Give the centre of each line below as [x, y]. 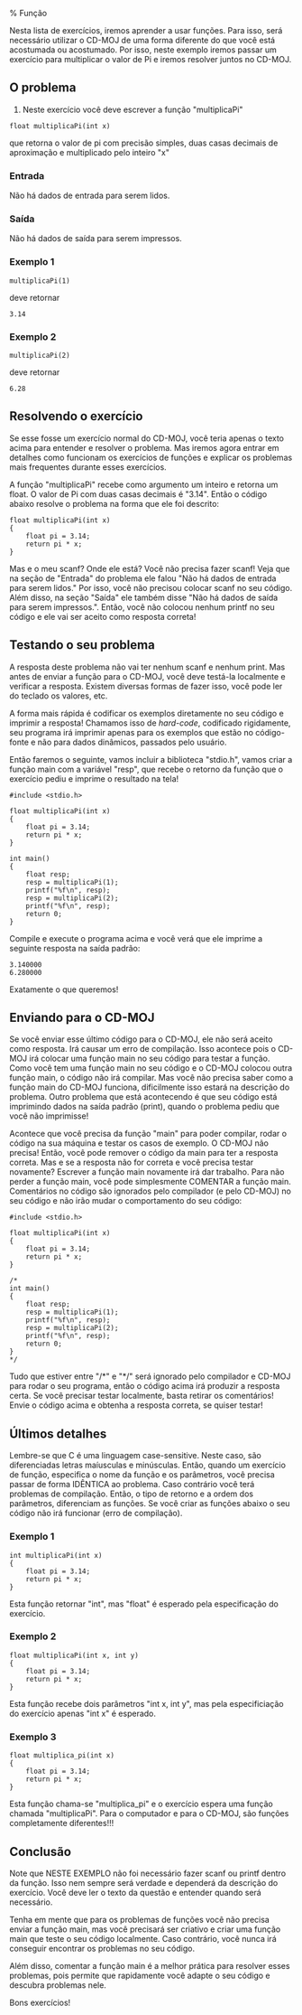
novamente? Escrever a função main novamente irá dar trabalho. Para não [147, 1172]
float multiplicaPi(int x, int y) [74, 1655]
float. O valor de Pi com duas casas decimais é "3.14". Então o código [138, 494]
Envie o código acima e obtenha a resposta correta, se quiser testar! [136, 1405]
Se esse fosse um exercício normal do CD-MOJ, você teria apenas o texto [146, 438]
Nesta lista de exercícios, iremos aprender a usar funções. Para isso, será [146, 30]
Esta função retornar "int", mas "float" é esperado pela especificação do [144, 1604]
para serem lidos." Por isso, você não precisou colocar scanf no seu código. [151, 587]
